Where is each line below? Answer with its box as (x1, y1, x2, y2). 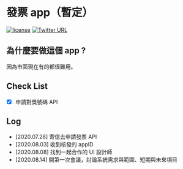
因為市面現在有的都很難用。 (6, 62, 77, 70)
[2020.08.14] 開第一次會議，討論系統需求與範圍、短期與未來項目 (15, 156, 177, 163)
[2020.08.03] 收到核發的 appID (15, 141, 94, 148)
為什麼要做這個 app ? (6, 45, 86, 56)
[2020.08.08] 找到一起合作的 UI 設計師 (15, 148, 113, 156)
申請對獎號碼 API (15, 98, 58, 105)
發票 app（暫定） (6, 6, 94, 20)
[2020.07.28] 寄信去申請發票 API (15, 133, 97, 141)
